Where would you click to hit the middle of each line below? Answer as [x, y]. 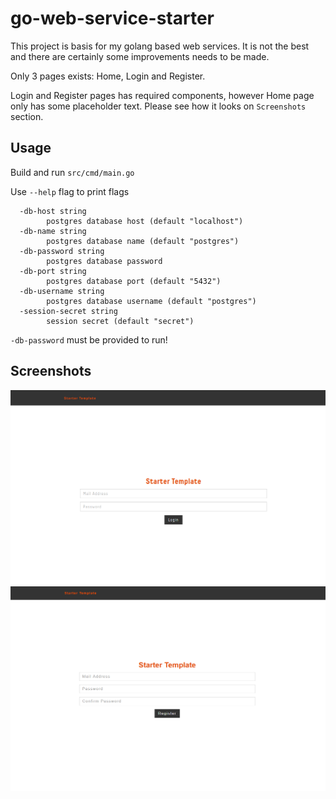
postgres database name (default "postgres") [143, 241]
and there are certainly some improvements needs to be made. [140, 56]
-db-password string [62, 251]
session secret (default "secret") [120, 321]
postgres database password [104, 261]
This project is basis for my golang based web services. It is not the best [160, 46]
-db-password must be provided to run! [89, 339]
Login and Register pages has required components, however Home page [162, 95]
